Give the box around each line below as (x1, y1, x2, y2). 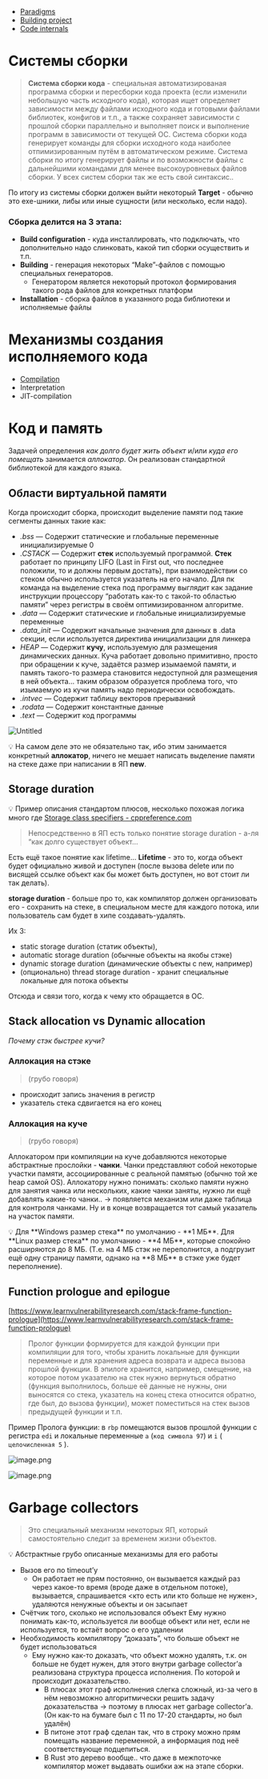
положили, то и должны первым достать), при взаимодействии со (19, 565, 248, 575)
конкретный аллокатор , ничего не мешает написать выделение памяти (8, 750, 255, 760)
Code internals (19, 24, 69, 33)
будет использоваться (19, 1642, 98, 1651)
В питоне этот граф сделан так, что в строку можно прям (43, 1727, 241, 1736)
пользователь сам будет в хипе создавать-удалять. (8, 910, 186, 920)
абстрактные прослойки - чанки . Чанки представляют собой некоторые (8, 1161, 258, 1170)
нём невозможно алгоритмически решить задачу (43, 1692, 214, 1703)
